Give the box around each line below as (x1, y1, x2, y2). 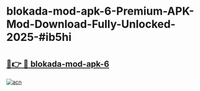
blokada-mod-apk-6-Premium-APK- (6, 4, 195, 18)
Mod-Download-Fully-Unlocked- (6, 17, 176, 31)
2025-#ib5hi (6, 31, 72, 44)
